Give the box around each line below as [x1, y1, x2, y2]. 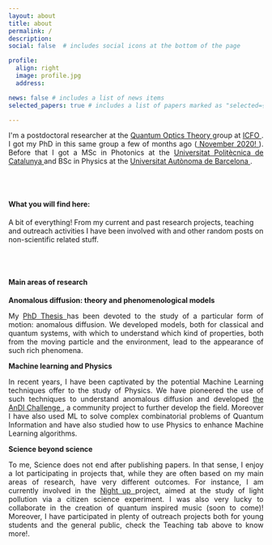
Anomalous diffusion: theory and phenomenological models [8, 295, 215, 304]
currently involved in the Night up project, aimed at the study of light [8, 485, 265, 495]
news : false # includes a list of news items [8, 94, 164, 102]
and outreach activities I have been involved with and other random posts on [8, 226, 264, 236]
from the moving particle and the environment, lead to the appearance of [8, 337, 264, 347]
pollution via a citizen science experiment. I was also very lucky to [8, 494, 264, 504]
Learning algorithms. [8, 428, 78, 438]
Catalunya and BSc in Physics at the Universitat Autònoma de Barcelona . [8, 156, 253, 166]
